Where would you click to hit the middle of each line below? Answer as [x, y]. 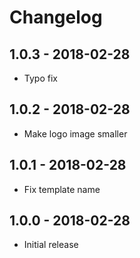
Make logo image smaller [75, 133]
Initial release [51, 245]
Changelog [56, 17]
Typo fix [40, 78]
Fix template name [62, 189]
